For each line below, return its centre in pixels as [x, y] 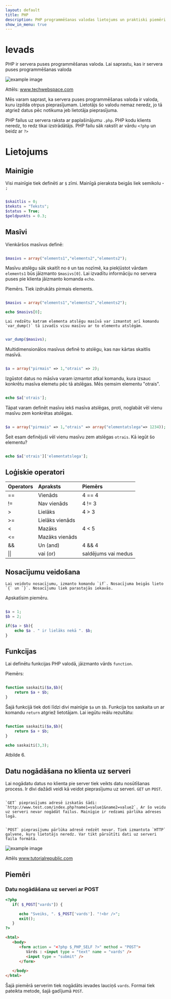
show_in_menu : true [26, 24]
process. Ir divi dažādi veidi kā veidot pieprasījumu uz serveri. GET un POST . [84, 789]
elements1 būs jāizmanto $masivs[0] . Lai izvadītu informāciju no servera [81, 273]
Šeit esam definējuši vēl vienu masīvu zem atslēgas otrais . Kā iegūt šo [80, 437]
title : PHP [17, 15]
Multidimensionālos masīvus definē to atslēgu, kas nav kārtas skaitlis [78, 349]
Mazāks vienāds [58, 537]
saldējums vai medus [108, 554]
